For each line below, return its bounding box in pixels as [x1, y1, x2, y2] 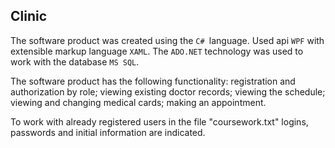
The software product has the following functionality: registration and [10, 75, 296, 87]
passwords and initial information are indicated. [10, 126, 206, 138]
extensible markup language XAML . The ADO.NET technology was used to [10, 45, 304, 57]
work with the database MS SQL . [10, 55, 140, 68]
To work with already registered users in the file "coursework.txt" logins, [10, 115, 309, 128]
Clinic [10, 8, 48, 25]
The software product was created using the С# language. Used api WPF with [10, 34, 325, 46]
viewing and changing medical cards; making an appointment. [10, 96, 267, 108]
